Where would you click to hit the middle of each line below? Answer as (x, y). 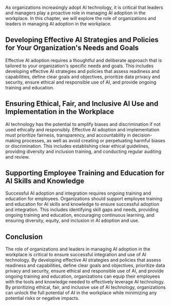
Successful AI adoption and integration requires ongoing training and (78, 193)
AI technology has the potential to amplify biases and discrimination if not (83, 124)
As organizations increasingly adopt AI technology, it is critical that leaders (84, 7)
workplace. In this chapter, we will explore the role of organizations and (81, 18)
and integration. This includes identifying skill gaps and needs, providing (82, 209)
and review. (17, 157)
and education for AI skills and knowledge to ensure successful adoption (82, 204)
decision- (142, 135)
